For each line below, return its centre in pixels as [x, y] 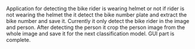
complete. [18, 40]
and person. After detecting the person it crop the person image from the [96, 27]
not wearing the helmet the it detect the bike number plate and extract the [97, 15]
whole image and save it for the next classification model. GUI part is [90, 34]
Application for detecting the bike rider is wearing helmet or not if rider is [95, 9]
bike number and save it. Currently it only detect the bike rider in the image [98, 21]
